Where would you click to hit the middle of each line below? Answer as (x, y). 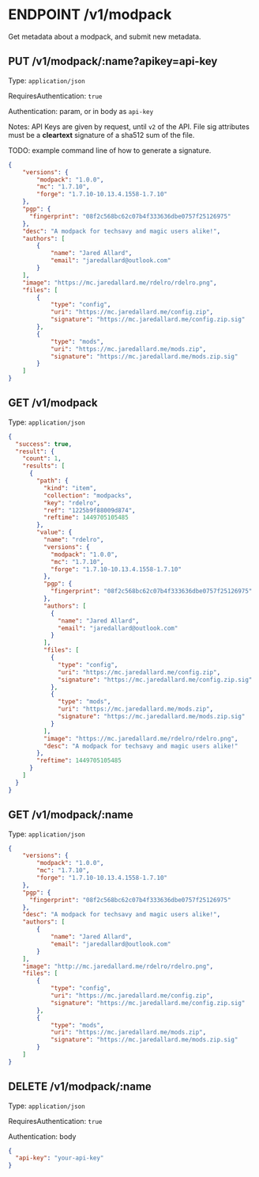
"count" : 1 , (42, 459)
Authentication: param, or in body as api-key (81, 111)
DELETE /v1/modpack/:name (80, 1087)
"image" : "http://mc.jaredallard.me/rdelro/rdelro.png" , (118, 966)
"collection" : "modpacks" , (88, 495)
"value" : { (54, 532)
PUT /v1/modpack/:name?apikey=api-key (113, 61)
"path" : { (53, 481)
